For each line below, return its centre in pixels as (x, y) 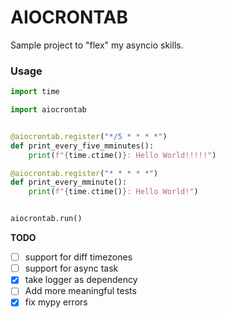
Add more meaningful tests (80, 291)
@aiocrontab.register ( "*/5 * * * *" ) (89, 136)
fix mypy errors (56, 302)
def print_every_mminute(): (69, 182)
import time (35, 92)
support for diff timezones (78, 257)
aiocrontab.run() (46, 219)
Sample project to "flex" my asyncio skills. (97, 45)
